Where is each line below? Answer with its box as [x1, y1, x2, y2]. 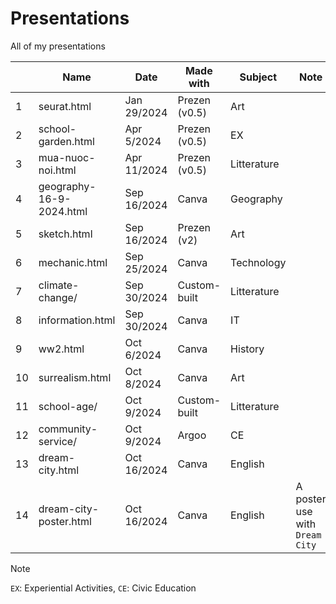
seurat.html [38, 99, 92, 113]
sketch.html [38, 227, 93, 241]
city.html [38, 463, 80, 477]
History [230, 342, 265, 356]
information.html [38, 313, 116, 327]
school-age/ [38, 399, 98, 413]
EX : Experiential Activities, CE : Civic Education [10, 582, 197, 594]
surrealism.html [38, 370, 112, 384]
